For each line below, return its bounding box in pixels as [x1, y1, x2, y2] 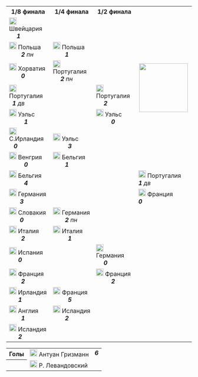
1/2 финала [97, 8, 131, 15]
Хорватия [18, 64, 46, 73]
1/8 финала [11, 8, 45, 15]
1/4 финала [54, 8, 89, 15]
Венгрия [18, 153, 42, 161]
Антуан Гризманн [38, 350, 90, 358]
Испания [18, 248, 43, 256]
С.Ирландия [9, 135, 44, 142]
